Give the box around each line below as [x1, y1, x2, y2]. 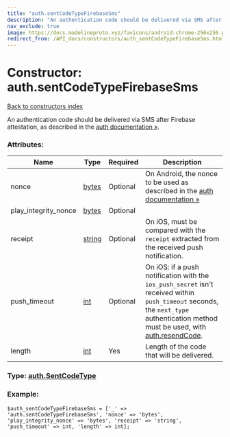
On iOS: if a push [144, 262, 200, 272]
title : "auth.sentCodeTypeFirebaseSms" [7, 10, 121, 17]
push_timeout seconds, [144, 297, 219, 306]
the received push [144, 242, 203, 252]
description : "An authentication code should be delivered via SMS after [7, 16, 222, 23]
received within [144, 288, 195, 298]
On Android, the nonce [144, 169, 218, 179]
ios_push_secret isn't [144, 279, 214, 289]
